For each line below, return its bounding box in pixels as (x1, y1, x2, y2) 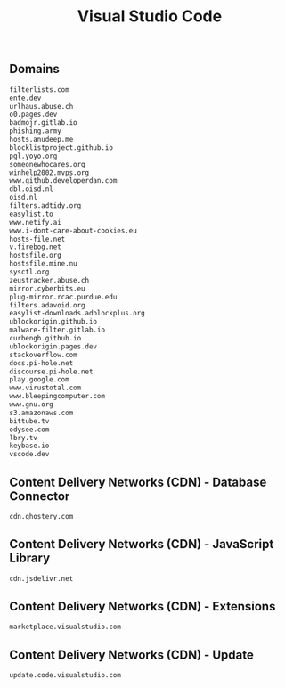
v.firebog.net (9, 242, 62, 251)
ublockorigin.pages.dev (9, 341, 98, 351)
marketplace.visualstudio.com (9, 622, 122, 632)
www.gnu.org (9, 400, 53, 409)
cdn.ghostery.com (9, 512, 74, 520)
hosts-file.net (9, 234, 66, 243)
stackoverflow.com (9, 350, 77, 359)
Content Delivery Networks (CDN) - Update (9, 647, 254, 662)
